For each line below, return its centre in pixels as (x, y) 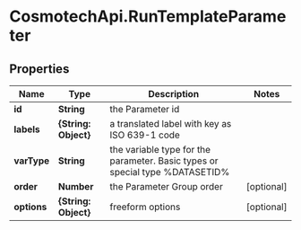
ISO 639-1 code (145, 135)
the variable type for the (160, 150)
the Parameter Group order (167, 186)
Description (173, 94)
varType (32, 161)
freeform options (145, 207)
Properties (39, 69)
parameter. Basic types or (164, 161)
